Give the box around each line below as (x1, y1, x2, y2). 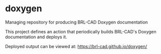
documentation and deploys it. (5, 34, 67, 40)
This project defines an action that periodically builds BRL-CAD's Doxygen (5, 28, 157, 34)
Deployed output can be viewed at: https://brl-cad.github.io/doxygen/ (5, 43, 148, 49)
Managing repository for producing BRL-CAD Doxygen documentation (5, 19, 148, 25)
